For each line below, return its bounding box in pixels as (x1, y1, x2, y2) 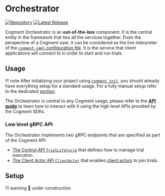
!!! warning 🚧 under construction (5, 185, 71, 191)
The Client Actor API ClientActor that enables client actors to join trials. (12, 157, 159, 164)
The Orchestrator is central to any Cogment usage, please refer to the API (5, 98, 156, 104)
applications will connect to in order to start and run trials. (5, 50, 123, 56)
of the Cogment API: (5, 137, 47, 143)
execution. (12, 152, 34, 158)
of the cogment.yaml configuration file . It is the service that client (5, 45, 136, 51)
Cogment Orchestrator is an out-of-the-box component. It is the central (5, 29, 153, 35)
